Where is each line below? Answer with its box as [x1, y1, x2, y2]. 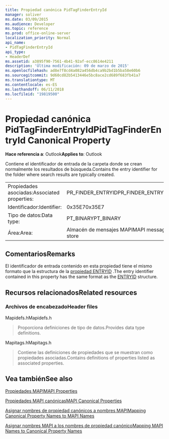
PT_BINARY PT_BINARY [66, 215, 121, 222]
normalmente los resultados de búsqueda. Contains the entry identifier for [5, 166, 157, 172]
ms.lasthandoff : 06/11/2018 [5, 86, 64, 92]
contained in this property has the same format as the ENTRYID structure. [5, 274, 158, 280]
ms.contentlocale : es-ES [5, 82, 57, 87]
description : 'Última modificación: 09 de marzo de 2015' [5, 63, 129, 68]
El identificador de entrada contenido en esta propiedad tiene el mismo [5, 263, 152, 269]
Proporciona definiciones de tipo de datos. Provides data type [17, 324, 145, 330]
